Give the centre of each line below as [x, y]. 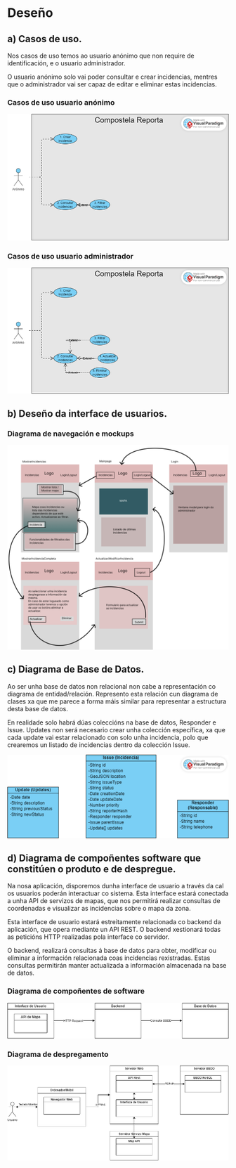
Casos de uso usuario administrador [71, 256]
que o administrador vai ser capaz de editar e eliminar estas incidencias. [112, 84]
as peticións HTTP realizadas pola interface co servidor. [88, 937]
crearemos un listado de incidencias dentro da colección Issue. [99, 745]
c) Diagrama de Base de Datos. [76, 669]
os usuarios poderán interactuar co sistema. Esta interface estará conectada [118, 893]
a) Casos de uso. [45, 39]
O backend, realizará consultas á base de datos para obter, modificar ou [112, 951]
